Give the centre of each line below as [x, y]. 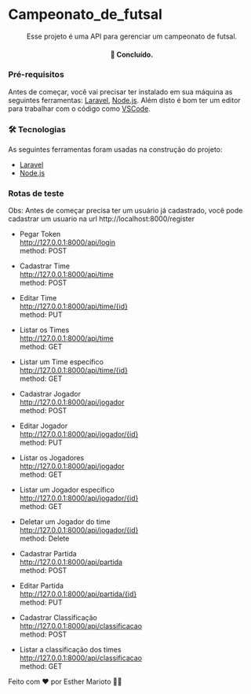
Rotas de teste [36, 194]
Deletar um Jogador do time [65, 522]
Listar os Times [44, 330]
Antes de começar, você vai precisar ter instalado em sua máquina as [120, 91]
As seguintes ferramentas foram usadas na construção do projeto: [115, 150]
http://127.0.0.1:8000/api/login [67, 242]
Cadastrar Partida [48, 554]
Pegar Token [40, 234]
